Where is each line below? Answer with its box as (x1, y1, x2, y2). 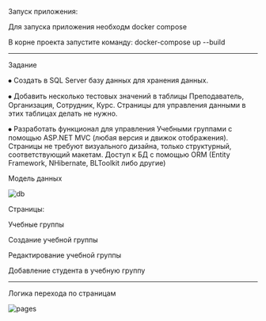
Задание (8, 60, 37, 70)
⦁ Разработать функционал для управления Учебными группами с (8, 124, 233, 133)
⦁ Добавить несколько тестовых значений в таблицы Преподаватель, (8, 91, 244, 101)
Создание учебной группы (8, 235, 99, 244)
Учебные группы (8, 220, 65, 229)
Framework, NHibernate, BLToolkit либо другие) (8, 159, 166, 167)
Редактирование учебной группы (8, 250, 121, 260)
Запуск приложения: (8, 7, 78, 16)
